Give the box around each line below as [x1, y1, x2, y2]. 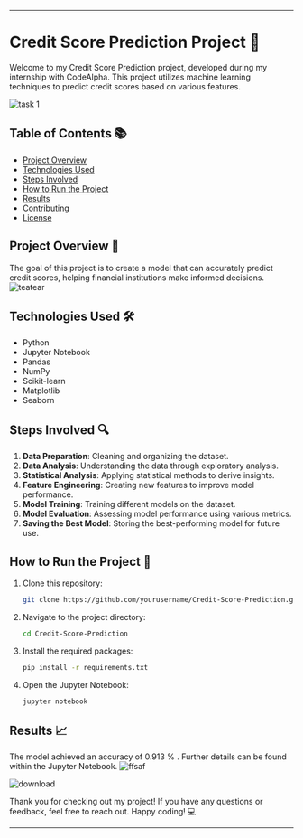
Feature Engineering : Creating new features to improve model [22, 480, 255, 491]
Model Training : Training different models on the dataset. [22, 499, 236, 510]
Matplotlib [22, 385, 60, 396]
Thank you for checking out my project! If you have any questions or [9, 796, 263, 807]
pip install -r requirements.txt [22, 663, 149, 672]
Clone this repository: [22, 578, 103, 588]
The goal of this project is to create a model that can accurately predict [9, 262, 273, 273]
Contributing [22, 202, 69, 213]
